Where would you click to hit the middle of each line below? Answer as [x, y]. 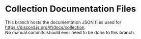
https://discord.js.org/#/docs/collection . [45, 27]
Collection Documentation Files [70, 9]
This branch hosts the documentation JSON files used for [63, 22]
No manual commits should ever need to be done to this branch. [70, 32]
